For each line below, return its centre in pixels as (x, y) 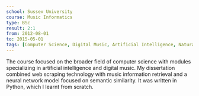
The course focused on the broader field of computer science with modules (99, 61)
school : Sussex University (39, 12)
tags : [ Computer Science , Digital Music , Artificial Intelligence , (91, 45)
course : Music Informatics (39, 17)
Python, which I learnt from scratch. (50, 87)
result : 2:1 (21, 28)
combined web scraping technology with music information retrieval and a (97, 74)
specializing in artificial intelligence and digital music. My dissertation (91, 68)
